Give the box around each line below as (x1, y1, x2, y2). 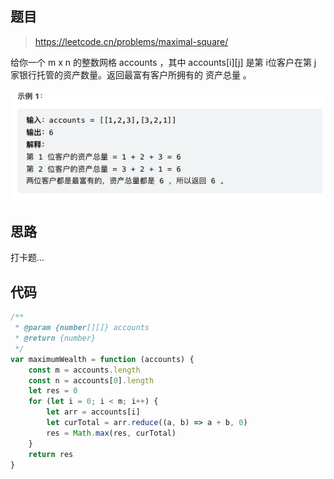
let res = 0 (28, 386, 78, 396)
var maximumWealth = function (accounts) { (10, 354, 195, 364)
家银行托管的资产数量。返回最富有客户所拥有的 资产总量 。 (10, 68, 252, 81)
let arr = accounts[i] (46, 407, 141, 417)
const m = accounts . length (28, 365, 141, 375)
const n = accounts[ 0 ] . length (28, 375, 155, 386)
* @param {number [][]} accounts (14, 323, 150, 333)
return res (28, 449, 74, 459)
